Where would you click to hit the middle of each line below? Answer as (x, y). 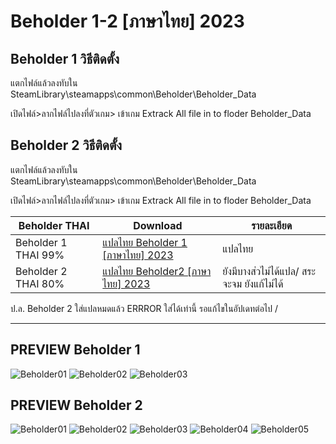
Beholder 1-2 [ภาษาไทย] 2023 (127, 21)
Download (158, 225)
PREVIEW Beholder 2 (76, 405)
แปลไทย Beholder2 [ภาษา (157, 271)
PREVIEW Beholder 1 (75, 350)
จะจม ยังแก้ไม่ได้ (253, 283)
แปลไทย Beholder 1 (145, 242)
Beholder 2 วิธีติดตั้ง (66, 145)
